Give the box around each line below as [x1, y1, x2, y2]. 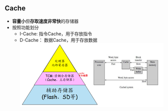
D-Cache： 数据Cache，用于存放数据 [19, 37, 98, 43]
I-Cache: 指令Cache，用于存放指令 [19, 30, 92, 37]
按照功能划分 [12, 24, 39, 30]
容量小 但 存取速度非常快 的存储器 [12, 18, 79, 24]
